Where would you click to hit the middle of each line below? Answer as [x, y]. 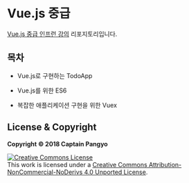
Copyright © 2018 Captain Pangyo [58, 144]
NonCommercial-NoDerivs [45, 172]
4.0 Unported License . [116, 172]
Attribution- [165, 164]
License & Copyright [52, 127]
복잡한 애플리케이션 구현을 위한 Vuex [67, 105]
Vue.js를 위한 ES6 [42, 90]
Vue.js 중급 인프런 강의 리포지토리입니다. [62, 34]
